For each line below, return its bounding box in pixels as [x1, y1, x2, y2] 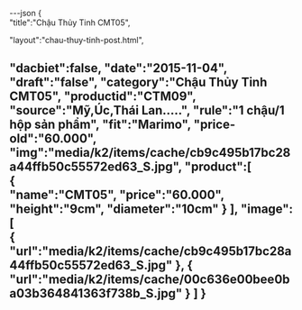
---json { [9, 8, 42, 18]
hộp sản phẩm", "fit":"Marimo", [9, 117, 191, 132]
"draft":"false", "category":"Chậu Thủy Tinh [9, 75, 268, 90]
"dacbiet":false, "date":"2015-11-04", [9, 60, 228, 76]
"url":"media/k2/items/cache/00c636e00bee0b [9, 272, 290, 287]
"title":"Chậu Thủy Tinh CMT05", [9, 17, 131, 28]
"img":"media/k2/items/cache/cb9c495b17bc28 [9, 145, 291, 160]
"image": [240, 202, 294, 217]
